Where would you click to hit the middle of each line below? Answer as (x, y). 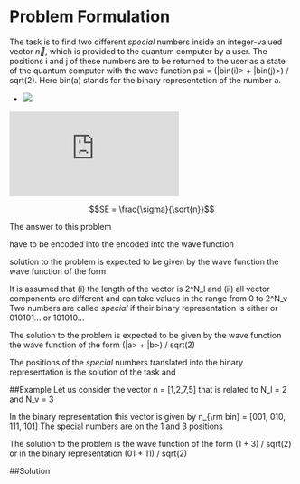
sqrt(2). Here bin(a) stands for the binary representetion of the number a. (145, 80)
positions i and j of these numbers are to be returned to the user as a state (148, 61)
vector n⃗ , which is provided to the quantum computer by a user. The (139, 51)
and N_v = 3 (32, 399)
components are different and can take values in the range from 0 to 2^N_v (149, 298)
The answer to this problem (61, 226)
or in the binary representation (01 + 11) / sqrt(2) (98, 453)
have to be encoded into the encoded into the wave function (122, 244)
